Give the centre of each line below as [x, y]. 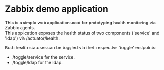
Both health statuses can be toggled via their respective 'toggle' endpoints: [81, 47]
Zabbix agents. [20, 27]
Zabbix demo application [57, 9]
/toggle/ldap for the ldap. [37, 62]
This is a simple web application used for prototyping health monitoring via [80, 23]
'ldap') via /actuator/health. [32, 38]
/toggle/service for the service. [43, 57]
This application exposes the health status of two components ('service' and [82, 33]
